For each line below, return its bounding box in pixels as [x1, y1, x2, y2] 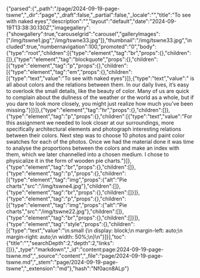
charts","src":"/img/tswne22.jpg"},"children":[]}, [6, 208, 124, 215]
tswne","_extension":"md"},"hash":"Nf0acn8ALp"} [6, 265, 130, 272]
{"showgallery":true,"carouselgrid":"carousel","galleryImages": [6, 30, 161, 38]
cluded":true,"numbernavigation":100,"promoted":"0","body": [6, 43, 157, 50]
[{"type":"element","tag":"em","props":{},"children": [6, 69, 133, 75]
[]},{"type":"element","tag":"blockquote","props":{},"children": [6, 56, 158, 63]
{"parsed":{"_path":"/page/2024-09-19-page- [6, 5, 120, 12]
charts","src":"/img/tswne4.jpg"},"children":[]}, [6, 183, 121, 190]
